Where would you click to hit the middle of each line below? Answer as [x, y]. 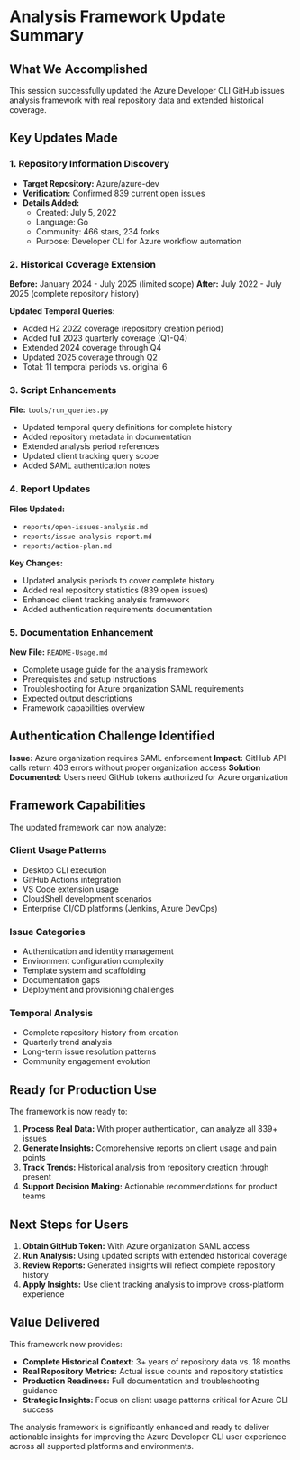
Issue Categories [47, 932]
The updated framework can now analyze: [88, 827]
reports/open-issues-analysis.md [85, 527]
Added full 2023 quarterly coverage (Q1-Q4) [105, 338]
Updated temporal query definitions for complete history [127, 427]
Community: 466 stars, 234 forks [98, 231]
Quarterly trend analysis [67, 1042]
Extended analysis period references [91, 446]
